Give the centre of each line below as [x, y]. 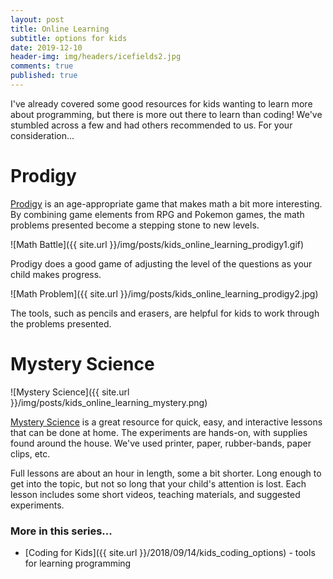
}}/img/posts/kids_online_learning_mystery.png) [109, 402]
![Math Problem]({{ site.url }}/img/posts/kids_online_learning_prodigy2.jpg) [164, 293]
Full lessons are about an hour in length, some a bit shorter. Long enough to [166, 473]
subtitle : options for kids [69, 38]
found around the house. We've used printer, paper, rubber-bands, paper [161, 443]
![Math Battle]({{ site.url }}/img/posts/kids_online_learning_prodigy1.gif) [157, 244]
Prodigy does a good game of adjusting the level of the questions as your [161, 263]
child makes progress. [56, 274]
